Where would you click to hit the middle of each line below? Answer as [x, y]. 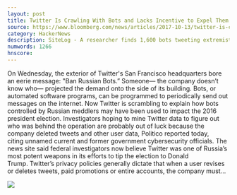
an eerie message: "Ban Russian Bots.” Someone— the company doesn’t [113, 81]
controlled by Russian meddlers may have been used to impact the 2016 [112, 111]
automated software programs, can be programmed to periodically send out [117, 95]
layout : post [26, 14]
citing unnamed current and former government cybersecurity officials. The [117, 141]
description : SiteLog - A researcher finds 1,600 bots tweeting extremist [120, 40]
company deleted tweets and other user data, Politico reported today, [108, 133]
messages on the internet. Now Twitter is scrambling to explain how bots [113, 103]
